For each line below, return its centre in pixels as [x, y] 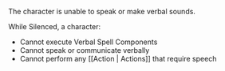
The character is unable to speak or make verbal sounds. [102, 11]
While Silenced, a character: [55, 26]
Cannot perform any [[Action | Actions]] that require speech [118, 59]
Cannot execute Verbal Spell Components [89, 42]
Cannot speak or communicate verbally [85, 50]
